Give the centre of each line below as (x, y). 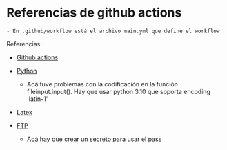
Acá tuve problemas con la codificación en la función (102, 84)
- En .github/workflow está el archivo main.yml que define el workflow (113, 31)
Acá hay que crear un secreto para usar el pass (94, 139)
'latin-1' (37, 99)
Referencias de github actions (94, 13)
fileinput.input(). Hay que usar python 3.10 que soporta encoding (119, 91)
